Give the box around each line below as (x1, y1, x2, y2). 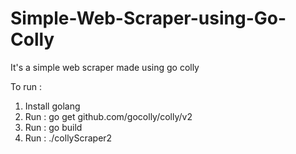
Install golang (24, 100, 81, 112)
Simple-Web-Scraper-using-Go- (10, 7, 287, 30)
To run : (10, 80, 43, 92)
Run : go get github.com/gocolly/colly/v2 (24, 110, 193, 122)
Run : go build (24, 121, 83, 133)
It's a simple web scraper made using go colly (10, 61, 200, 73)
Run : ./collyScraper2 (24, 132, 113, 144)
